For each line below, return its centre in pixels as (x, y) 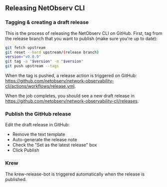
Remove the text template (39, 134)
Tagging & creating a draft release (47, 22)
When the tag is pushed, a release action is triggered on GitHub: (71, 76)
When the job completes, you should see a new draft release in (70, 96)
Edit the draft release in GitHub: (37, 125)
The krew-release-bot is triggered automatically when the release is (75, 174)
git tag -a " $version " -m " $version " (44, 62)
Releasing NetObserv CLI (45, 8)
